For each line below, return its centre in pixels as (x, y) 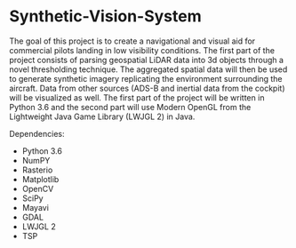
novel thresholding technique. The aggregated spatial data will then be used (148, 69)
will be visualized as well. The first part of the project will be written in (137, 97)
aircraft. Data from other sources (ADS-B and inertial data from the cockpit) (147, 88)
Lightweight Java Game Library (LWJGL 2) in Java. (102, 116)
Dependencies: (37, 133)
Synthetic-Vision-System (105, 16)
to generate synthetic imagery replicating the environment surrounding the (146, 78)
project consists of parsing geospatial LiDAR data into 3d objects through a (147, 60)
